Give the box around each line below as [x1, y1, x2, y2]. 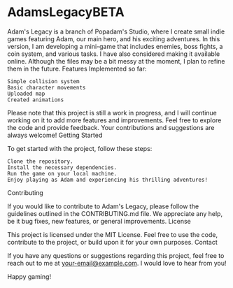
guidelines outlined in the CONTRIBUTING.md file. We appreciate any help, [7, 209, 223, 217]
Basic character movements [7, 84, 86, 91]
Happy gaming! [7, 272, 51, 280]
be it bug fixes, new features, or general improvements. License [7, 217, 191, 225]
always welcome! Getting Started [7, 131, 103, 139]
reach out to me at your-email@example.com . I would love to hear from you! [7, 259, 227, 267]
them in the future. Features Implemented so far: [7, 64, 147, 73]
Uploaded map [7, 90, 45, 97]
